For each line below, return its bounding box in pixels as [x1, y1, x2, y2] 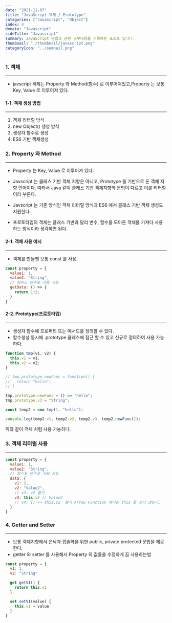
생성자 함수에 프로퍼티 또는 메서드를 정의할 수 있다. [12, 328, 114, 334]
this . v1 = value [14, 604, 50, 609]
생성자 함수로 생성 [12, 130, 49, 136]
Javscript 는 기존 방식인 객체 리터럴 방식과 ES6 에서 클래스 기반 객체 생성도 [12, 202, 163, 208]
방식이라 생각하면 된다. [22, 226, 68, 232]
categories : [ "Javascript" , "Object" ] [5, 17, 88, 22]
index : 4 [5, 21, 24, 27]
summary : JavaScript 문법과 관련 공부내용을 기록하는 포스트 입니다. [5, 36, 135, 41]
